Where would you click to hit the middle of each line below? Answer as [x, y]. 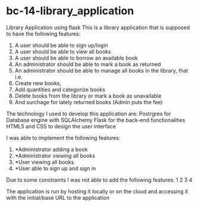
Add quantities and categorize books [60, 89]
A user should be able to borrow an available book [76, 58]
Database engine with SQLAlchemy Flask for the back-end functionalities [96, 120]
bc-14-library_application [70, 11]
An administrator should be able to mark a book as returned [88, 64]
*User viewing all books [44, 162]
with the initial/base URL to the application [58, 197]
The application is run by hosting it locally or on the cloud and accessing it [97, 191]
